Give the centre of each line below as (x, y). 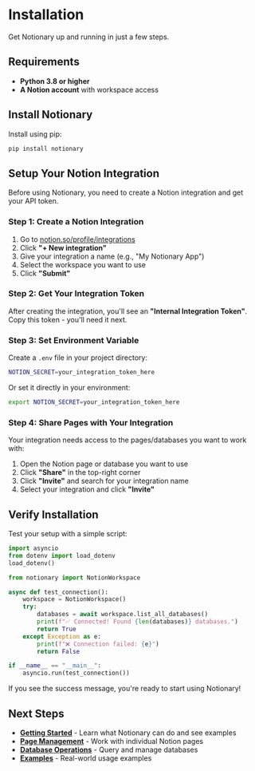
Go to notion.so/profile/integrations (77, 239)
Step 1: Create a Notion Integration (76, 222)
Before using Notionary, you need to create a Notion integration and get (126, 192)
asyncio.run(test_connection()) (76, 673)
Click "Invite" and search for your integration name (104, 481)
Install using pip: (35, 134)
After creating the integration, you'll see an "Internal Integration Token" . (128, 311)
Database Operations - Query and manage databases (109, 749)
